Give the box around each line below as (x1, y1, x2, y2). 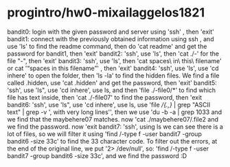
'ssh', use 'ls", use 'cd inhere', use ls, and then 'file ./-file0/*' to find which (7, 86, 216, 94)
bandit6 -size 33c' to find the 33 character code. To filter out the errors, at (7, 137, 218, 145)
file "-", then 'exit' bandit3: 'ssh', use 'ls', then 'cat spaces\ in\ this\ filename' (7, 56, 222, 65)
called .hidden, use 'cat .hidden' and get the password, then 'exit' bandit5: (7, 78, 218, 87)
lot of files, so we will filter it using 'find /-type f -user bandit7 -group (7, 129, 203, 138)
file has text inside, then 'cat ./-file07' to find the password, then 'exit (7, 93, 203, 101)
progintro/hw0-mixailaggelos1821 (7, 5, 205, 21)
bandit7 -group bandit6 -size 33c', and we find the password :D (7, 151, 187, 159)
